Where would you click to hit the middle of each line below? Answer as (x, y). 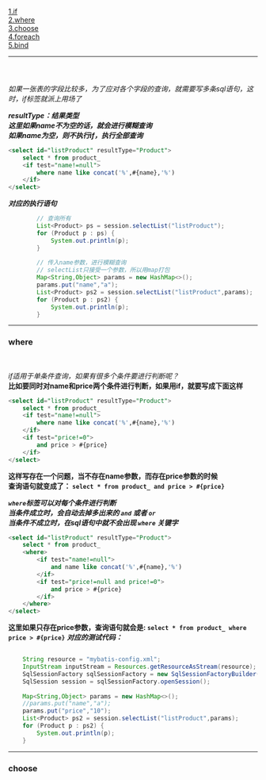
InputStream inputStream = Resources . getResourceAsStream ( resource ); (140, 667)
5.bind (19, 45)
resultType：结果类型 (44, 115)
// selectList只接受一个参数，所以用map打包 (103, 270)
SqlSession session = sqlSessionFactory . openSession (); (117, 682)
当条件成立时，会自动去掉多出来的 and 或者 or (82, 513)
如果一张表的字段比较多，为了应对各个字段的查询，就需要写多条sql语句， (127, 88)
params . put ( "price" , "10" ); (67, 711)
